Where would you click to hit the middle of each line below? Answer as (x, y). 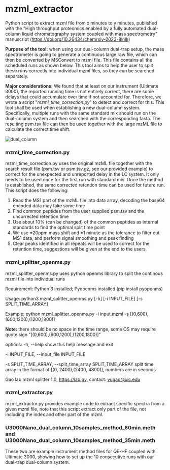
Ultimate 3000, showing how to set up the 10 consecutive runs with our (80, 457)
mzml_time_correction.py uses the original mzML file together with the (79, 163)
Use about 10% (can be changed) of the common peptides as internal (85, 222)
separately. (17, 76)
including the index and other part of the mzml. (54, 414)
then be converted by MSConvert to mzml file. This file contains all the (79, 60)
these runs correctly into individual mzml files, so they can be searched (80, 71)
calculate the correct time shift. (38, 129)
